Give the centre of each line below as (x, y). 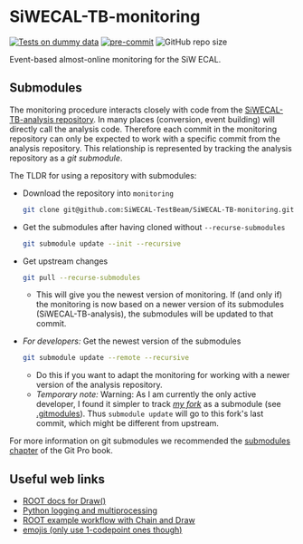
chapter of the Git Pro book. (61, 451)
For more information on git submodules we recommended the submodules (150, 441)
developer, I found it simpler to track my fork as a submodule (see (159, 404)
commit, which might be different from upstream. (128, 423)
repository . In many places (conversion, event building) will (166, 119)
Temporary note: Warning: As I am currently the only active (146, 394)
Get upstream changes (65, 261)
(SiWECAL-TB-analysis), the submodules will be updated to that (155, 314)
